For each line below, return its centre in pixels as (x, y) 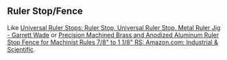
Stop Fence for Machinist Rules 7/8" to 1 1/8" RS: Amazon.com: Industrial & (112, 42)
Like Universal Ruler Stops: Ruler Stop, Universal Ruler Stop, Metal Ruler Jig (114, 27)
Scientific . (21, 49)
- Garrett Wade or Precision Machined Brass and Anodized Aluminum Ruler (113, 35)
